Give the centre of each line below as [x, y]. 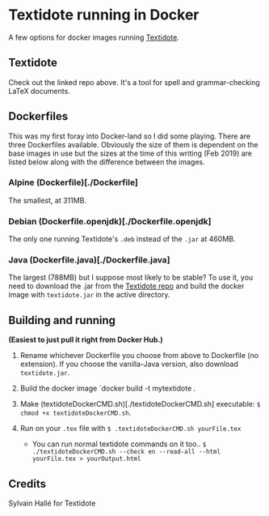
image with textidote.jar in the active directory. [89, 295]
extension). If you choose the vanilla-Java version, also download [129, 364]
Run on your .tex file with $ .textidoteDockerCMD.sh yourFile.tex [130, 429]
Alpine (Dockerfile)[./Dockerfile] [74, 182]
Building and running [62, 320]
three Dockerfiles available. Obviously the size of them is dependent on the [133, 144]
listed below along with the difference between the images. [107, 162]
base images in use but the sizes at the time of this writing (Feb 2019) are [130, 153]
